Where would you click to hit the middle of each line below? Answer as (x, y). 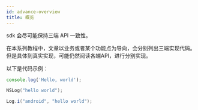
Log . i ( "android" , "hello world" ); (49, 102)
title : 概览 (20, 17)
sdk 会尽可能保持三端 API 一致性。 (49, 35)
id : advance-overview (33, 12)
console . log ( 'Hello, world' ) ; (44, 80)
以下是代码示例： (27, 68)
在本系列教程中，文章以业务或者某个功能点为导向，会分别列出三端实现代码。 (101, 48)
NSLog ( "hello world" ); (34, 91)
